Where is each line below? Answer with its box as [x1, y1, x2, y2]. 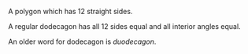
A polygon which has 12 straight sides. [8, 7, 133, 16]
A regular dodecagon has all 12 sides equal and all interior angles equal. [8, 22, 242, 31]
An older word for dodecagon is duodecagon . [8, 37, 157, 46]
